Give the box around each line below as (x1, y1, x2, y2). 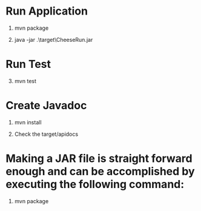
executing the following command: (5, 178, 185, 191)
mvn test (14, 77, 37, 84)
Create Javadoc (5, 99, 87, 113)
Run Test (5, 58, 51, 71)
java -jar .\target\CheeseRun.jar (14, 36, 93, 43)
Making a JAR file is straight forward (5, 152, 193, 165)
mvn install (14, 118, 42, 126)
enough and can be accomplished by (5, 165, 195, 178)
